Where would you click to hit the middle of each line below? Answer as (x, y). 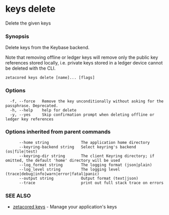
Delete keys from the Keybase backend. (47, 48)
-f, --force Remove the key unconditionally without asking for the (87, 101)
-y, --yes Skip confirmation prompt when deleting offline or (82, 115)
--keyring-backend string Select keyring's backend (78, 147)
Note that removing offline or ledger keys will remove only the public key (82, 57)
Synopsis (17, 36)
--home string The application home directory (84, 142)
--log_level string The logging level (69, 169)
